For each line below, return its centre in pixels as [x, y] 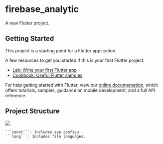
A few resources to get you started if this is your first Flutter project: [75, 60]
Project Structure [32, 111]
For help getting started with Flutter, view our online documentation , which [82, 85]
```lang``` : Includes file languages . [45, 137]
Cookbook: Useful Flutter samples [47, 75]
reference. [16, 95]
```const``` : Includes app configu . [44, 132]
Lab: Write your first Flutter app [45, 70]
